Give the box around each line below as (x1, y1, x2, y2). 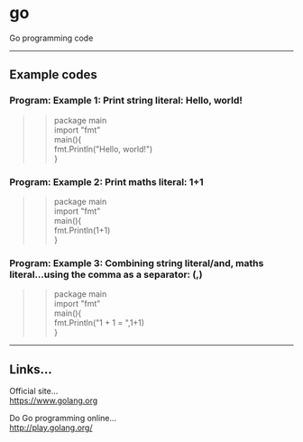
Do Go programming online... (9, 413, 117, 424)
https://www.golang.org (9, 395, 98, 406)
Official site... (9, 386, 59, 397)
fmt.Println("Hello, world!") (53, 143, 153, 154)
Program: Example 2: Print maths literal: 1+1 (9, 175, 205, 188)
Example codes (9, 67, 97, 83)
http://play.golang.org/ (9, 422, 93, 433)
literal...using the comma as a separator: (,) (9, 268, 203, 281)
